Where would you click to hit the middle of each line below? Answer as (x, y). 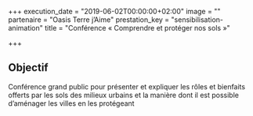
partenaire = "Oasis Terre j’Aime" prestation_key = (89, 20)
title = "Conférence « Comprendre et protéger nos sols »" (137, 28)
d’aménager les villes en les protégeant (71, 103)
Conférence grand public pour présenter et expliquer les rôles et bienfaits (127, 86)
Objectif (28, 68)
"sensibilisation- (197, 20)
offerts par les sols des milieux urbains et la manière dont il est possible (123, 95)
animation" (25, 28)
